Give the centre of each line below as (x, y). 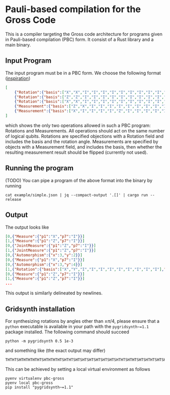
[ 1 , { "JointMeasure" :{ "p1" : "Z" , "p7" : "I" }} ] (51, 251)
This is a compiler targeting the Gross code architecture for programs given (84, 34)
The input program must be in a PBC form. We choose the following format (83, 73)
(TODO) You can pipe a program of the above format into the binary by (79, 180)
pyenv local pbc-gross (29, 383)
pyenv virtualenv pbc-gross (35, 378)
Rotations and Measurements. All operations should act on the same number (85, 130)
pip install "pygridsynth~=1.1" (39, 387)
